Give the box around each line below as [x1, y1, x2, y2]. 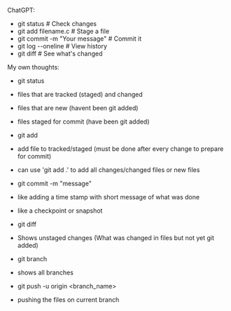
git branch [17, 255, 48, 263]
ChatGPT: [7, 6, 35, 14]
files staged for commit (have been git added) [17, 117, 150, 126]
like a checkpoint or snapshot [17, 206, 103, 215]
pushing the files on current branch [17, 296, 120, 304]
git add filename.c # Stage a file [17, 27, 110, 35]
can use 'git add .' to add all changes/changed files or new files [17, 166, 200, 174]
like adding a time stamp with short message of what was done [17, 193, 200, 201]
